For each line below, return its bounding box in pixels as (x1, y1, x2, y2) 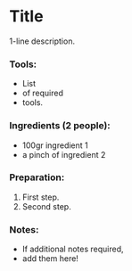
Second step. (21, 201, 71, 211)
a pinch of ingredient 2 (21, 149, 106, 160)
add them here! (21, 253, 78, 264)
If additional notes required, (21, 243, 124, 255)
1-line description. (9, 36, 76, 46)
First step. (21, 192, 60, 202)
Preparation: (9, 171, 65, 184)
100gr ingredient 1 (21, 140, 89, 151)
